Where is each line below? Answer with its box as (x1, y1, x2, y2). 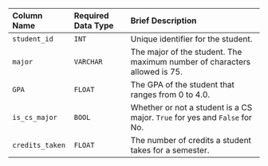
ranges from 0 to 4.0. (130, 89, 211, 100)
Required (73, 10, 109, 21)
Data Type (73, 20, 114, 31)
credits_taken (12, 141, 66, 149)
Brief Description (130, 15, 197, 26)
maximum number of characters (130, 56, 251, 67)
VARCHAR (73, 57, 104, 66)
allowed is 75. (130, 67, 183, 77)
